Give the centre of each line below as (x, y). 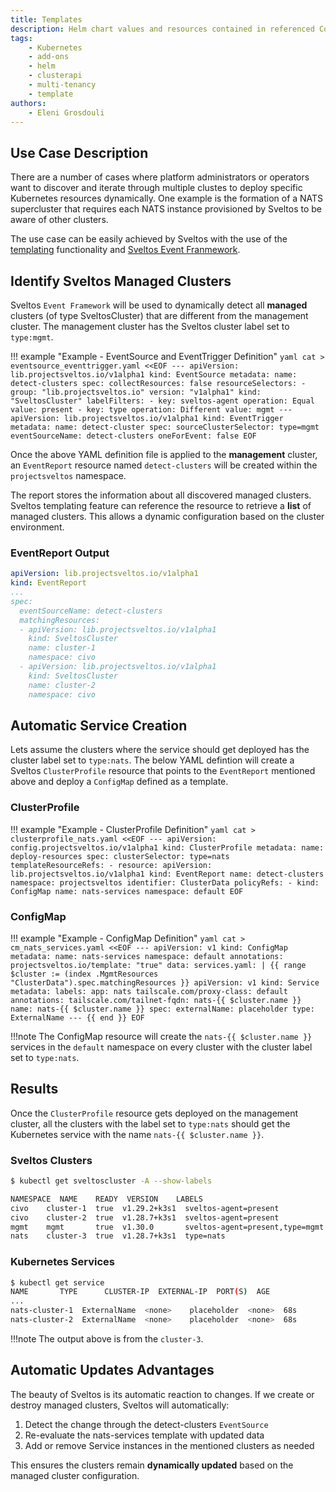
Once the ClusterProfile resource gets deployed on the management (154, 1113)
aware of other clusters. (59, 220)
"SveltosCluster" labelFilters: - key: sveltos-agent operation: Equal (162, 401)
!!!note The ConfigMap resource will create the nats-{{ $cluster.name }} (161, 1036)
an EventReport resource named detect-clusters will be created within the (164, 465)
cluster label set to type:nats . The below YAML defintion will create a (152, 760)
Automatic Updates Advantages (112, 1370)
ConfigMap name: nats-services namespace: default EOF (127, 891)
